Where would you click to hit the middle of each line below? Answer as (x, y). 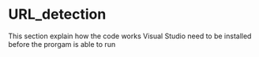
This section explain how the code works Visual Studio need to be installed (130, 36)
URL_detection (57, 14)
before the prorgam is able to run (62, 44)
